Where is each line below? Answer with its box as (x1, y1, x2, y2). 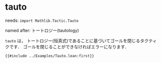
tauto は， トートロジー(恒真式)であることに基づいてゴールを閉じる (5, 38, 141, 44)
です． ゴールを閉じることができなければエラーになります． (9, 44, 129, 49)
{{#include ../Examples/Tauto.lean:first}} (5, 53, 95, 58)
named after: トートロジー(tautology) (5, 27, 79, 33)
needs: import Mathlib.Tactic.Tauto (5, 17, 79, 23)
